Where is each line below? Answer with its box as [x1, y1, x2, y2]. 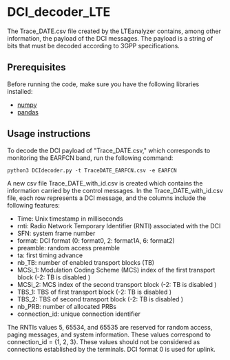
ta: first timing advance [17, 251, 83, 259]
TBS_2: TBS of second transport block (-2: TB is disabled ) [17, 294, 184, 303]
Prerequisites [7, 61, 66, 73]
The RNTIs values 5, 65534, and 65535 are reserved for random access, [7, 323, 213, 331]
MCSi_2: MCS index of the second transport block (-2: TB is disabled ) [17, 280, 217, 288]
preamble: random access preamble [17, 243, 121, 252]
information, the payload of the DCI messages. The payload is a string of [7, 34, 213, 42]
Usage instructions [7, 128, 91, 140]
